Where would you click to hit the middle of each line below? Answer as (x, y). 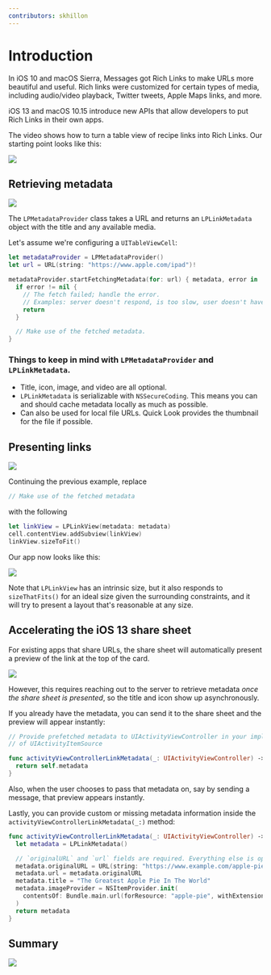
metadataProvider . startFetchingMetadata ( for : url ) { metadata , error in (133, 280)
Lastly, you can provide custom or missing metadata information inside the (132, 813)
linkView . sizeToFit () (45, 541)
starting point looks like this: (55, 144)
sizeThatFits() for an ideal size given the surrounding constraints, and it (129, 596)
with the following (38, 512)
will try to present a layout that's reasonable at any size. (101, 605)
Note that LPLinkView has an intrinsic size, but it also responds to (116, 587)
